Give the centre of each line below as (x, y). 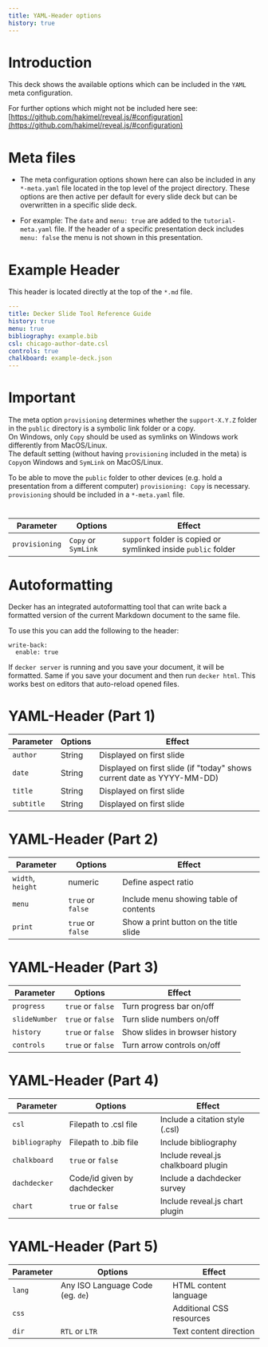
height (25, 887)
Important (42, 398)
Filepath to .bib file (104, 1142)
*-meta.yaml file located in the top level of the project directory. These (134, 188)
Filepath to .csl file (103, 1124)
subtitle (29, 804)
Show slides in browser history (179, 1032)
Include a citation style (202, 1119)
